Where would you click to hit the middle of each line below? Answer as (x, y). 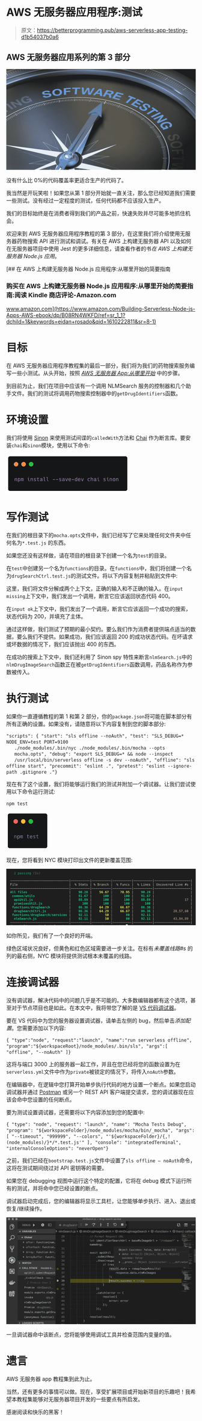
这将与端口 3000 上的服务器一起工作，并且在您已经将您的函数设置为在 (93, 1064)
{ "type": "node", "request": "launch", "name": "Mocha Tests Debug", (96, 1124)
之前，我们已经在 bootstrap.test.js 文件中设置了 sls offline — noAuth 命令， (101, 1160)
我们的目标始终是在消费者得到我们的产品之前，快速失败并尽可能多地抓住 (96, 214)
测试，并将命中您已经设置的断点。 (59, 1188)
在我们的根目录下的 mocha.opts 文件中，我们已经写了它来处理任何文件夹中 (96, 535)
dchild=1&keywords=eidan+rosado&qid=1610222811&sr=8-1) (81, 321)
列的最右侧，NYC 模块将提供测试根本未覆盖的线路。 (71, 956)
